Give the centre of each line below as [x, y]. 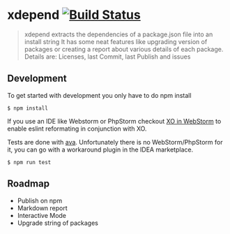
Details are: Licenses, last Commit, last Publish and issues [107, 57]
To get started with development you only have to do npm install [99, 95]
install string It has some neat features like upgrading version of [116, 41]
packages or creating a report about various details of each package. [124, 49]
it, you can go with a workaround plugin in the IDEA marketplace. [100, 149]
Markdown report [42, 208]
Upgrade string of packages [58, 223]
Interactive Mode [42, 215]
